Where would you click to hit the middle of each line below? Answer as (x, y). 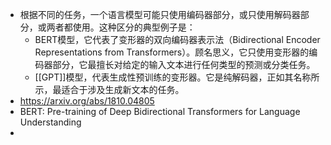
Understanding (50, 122)
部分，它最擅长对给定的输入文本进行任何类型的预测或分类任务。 (184, 64)
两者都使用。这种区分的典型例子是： (121, 27)
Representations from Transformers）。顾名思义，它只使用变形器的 (172, 52)
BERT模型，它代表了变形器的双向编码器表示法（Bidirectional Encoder (177, 39)
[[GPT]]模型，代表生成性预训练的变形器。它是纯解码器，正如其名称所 (177, 77)
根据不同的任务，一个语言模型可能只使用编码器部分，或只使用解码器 (160, 14)
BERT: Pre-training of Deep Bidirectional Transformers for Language (160, 111)
